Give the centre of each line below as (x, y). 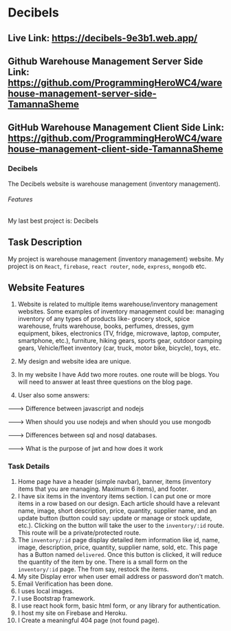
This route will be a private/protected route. (79, 532)
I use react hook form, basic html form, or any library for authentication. (119, 606)
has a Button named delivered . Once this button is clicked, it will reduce (120, 554)
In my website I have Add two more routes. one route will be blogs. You (118, 375)
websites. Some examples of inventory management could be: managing (121, 311)
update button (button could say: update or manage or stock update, (115, 518)
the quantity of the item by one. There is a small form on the (102, 562)
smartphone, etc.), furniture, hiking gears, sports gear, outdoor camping (120, 341)
